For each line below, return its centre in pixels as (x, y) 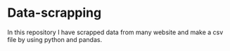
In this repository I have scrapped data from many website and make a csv (115, 32)
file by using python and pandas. (55, 39)
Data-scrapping (55, 13)
